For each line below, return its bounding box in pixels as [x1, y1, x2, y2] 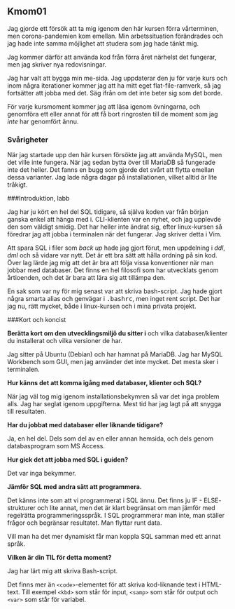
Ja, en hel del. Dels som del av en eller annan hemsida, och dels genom [7, 434, 214, 443]
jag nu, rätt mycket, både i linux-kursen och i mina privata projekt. [7, 302, 197, 311]
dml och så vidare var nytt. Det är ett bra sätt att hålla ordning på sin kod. [7, 251, 218, 260]
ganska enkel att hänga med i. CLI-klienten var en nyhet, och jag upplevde [7, 215, 222, 224]
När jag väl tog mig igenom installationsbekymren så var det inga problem [7, 392, 220, 401]
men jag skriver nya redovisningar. [7, 60, 107, 69]
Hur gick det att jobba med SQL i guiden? [7, 455, 128, 464]
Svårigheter [7, 135, 49, 145]
